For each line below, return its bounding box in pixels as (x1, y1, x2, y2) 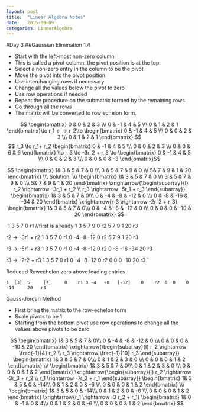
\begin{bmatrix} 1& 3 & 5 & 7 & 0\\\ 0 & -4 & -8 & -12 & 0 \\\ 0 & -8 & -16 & (11, 192, 188, 199)
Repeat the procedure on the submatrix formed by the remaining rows (14, 97, 185, 104)
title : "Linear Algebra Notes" (6, 14, 86, 20)
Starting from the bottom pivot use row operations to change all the (14, 319, 179, 326)
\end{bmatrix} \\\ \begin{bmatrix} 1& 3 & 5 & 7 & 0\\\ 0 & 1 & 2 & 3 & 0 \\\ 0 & (8, 362, 191, 369)
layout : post (6, 8, 38, 15)
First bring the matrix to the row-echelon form (14, 307, 127, 314)
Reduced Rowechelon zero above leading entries (6, 268, 126, 275)
